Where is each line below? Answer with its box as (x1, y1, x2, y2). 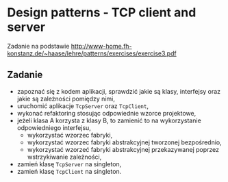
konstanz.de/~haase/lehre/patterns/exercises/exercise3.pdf (7, 49, 177, 57)
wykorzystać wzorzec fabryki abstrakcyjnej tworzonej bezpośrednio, (27, 138, 223, 146)
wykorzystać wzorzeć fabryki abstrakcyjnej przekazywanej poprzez (27, 145, 219, 153)
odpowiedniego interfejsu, (16, 123, 91, 131)
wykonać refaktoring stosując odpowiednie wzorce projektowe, (16, 109, 197, 117)
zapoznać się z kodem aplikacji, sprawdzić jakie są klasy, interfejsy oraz (16, 87, 221, 95)
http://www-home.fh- (71, 42, 132, 50)
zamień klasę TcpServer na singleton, (16, 159, 122, 168)
